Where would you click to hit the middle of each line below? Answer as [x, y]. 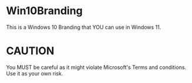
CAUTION [30, 51]
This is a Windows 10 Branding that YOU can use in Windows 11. [84, 27]
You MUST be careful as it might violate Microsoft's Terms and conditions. [96, 67]
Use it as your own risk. [35, 73]
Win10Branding [44, 11]
